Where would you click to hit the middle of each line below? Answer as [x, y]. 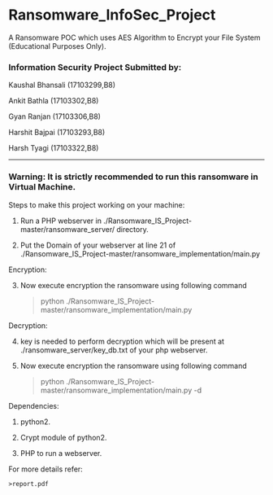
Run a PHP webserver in [61, 221]
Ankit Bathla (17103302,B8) [54, 101]
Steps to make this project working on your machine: [97, 204]
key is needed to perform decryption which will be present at [122, 341]
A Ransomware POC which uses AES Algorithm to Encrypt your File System [135, 37]
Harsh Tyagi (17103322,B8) [54, 148]
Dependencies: [34, 405]
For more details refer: [45, 469]
